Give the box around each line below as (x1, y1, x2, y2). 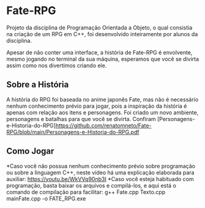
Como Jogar (6, 146, 54, 157)
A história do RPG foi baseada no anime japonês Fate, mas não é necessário (6, 95, 199, 103)
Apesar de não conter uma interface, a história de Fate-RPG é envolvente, (6, 48, 193, 56)
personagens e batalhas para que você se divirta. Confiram (6, 115, 156, 122)
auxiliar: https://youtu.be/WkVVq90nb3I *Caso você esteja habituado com (6, 175, 194, 182)
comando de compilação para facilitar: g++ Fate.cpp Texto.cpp (6, 188, 166, 196)
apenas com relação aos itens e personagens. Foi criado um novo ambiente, (6, 108, 199, 116)
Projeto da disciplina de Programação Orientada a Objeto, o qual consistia (6, 24, 193, 31)
